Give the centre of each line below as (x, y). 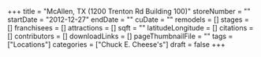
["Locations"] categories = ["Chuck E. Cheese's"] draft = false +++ (116, 45)
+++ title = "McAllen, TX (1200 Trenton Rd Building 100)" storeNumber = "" (129, 11)
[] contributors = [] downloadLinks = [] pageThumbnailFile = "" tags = (120, 36)
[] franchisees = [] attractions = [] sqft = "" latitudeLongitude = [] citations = (130, 28)
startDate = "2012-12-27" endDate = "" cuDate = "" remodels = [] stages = (128, 20)
